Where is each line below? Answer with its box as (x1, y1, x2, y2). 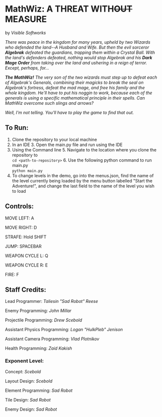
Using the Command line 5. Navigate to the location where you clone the (12, 147, 157, 152)
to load (12, 188, 26, 194)
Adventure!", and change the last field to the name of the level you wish (12, 183, 155, 189)
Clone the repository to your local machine (12, 136, 97, 142)
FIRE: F (5, 271, 19, 277)
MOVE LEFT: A (5, 215, 34, 221)
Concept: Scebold (5, 368, 41, 374)
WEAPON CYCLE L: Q (5, 252, 48, 258)
